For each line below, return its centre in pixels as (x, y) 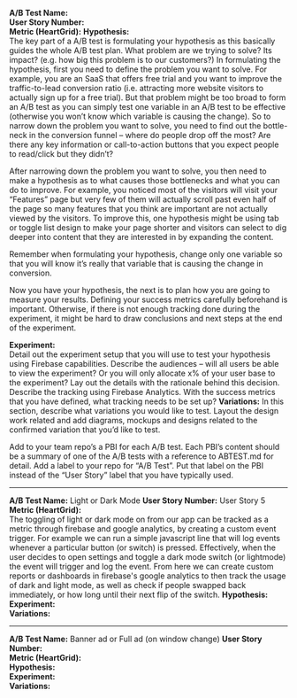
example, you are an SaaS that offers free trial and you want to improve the (146, 78)
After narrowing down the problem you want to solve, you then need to (138, 171)
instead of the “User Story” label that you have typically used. (122, 475)
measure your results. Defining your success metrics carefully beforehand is (148, 299)
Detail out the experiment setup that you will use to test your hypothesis (140, 354)
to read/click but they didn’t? (61, 154)
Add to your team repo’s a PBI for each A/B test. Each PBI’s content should (145, 447)
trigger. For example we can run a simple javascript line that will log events (145, 538)
